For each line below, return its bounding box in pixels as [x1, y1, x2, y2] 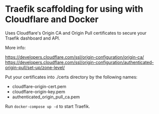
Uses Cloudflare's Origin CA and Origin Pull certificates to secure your [5, 30, 147, 36]
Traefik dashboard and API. [5, 35, 60, 41]
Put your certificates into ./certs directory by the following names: [5, 74, 138, 80]
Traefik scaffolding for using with [5, 3, 143, 15]
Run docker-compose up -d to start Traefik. [5, 103, 91, 109]
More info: [5, 45, 26, 50]
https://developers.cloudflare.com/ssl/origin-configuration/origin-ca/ [5, 54, 144, 60]
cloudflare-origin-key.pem [12, 89, 65, 94]
